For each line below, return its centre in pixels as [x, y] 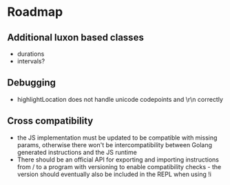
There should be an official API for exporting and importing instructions [118, 160]
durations [31, 54]
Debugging [32, 83]
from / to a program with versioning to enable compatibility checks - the [119, 166]
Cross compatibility [50, 121]
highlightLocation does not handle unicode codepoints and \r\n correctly [120, 99]
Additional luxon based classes [76, 37]
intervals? [31, 61]
